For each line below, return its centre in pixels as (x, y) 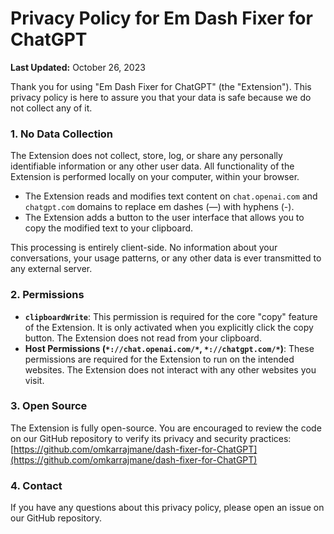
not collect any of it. (51, 108)
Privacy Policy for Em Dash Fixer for (161, 18)
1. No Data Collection (62, 134)
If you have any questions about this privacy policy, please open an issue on (167, 508)
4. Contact (36, 485)
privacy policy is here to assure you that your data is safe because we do (161, 97)
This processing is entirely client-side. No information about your (144, 248)
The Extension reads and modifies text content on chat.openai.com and (171, 196)
